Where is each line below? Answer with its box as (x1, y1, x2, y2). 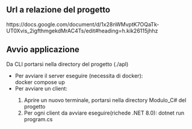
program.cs (23, 115, 53, 122)
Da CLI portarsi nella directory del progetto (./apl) (6, 60, 129, 68)
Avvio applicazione (6, 44, 79, 55)
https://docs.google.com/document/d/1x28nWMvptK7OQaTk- (6, 20, 159, 28)
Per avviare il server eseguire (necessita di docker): (14, 72, 143, 79)
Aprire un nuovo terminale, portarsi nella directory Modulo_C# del (23, 96, 187, 104)
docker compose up (14, 78, 65, 86)
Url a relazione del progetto (6, 5, 110, 15)
